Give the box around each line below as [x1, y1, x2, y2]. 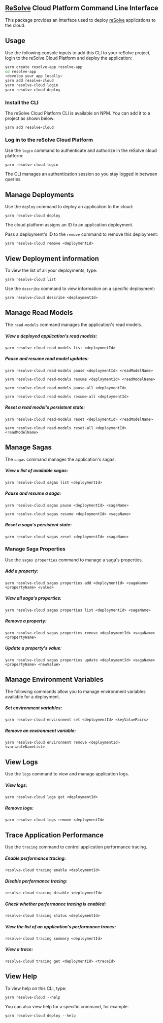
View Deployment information [5, 254, 99, 263]
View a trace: [5, 947, 33, 952]
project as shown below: [5, 115, 55, 121]
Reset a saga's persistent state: [5, 522, 72, 528]
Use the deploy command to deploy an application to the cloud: [5, 204, 133, 210]
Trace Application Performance [5, 831, 104, 839]
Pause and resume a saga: [5, 490, 62, 496]
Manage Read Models [5, 308, 73, 317]
